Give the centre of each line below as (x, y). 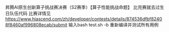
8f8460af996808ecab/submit (36, 25)
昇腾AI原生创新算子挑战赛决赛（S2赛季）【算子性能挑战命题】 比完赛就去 (80, 7)
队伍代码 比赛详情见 (30, 13)
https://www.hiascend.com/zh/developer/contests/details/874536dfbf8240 (84, 19)
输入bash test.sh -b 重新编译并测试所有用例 (114, 25)
